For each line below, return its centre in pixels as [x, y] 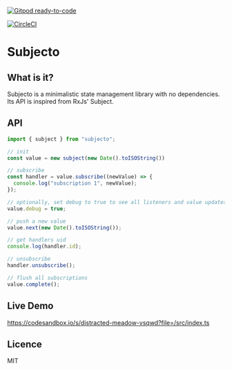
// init [18, 151]
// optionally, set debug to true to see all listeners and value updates [117, 202]
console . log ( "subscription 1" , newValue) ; [75, 183]
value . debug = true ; [37, 209]
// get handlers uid [37, 240]
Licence [25, 344]
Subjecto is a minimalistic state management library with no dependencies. [114, 94]
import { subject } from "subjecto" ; [61, 139]
